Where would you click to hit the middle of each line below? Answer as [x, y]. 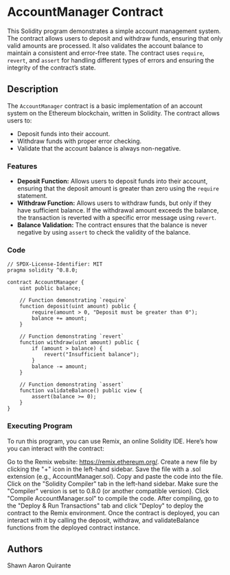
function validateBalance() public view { [81, 391]
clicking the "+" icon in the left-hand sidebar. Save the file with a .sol [104, 469]
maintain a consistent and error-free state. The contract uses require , [106, 53]
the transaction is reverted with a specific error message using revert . [116, 218]
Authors [25, 549]
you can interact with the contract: [56, 448]
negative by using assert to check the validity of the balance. [104, 232]
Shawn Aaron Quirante [39, 565]
